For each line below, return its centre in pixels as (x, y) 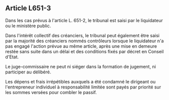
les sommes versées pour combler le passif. (51, 92)
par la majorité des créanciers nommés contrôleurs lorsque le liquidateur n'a (84, 41)
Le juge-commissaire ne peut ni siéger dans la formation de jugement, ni (81, 66)
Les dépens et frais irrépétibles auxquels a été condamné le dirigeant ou (80, 81)
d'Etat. (12, 57)
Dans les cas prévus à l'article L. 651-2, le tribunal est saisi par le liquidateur (84, 20)
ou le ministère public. (28, 26)
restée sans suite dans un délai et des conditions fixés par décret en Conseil (84, 51)
